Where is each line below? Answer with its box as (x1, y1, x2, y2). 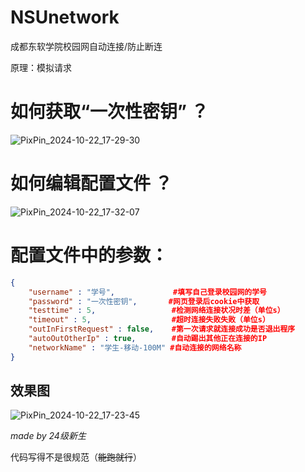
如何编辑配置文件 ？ (10, 172, 173, 195)
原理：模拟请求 (10, 61, 72, 73)
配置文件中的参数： (10, 244, 169, 266)
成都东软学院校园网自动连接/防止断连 (10, 40, 163, 52)
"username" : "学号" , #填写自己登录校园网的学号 (28, 287, 267, 297)
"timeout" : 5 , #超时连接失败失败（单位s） (28, 315, 270, 325)
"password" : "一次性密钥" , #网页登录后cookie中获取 (28, 296, 260, 306)
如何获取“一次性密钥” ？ (10, 101, 209, 123)
